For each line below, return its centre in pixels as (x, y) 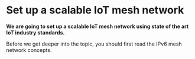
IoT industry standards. (35, 32)
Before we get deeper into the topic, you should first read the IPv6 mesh (94, 44)
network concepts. (29, 50)
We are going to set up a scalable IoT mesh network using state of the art (97, 26)
